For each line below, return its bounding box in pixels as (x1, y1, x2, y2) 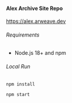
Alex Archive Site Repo (6, 5, 63, 12)
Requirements (6, 31, 40, 38)
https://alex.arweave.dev (6, 18, 66, 25)
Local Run (6, 63, 30, 70)
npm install (6, 81, 35, 87)
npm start (6, 91, 30, 97)
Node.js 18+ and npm (14, 49, 66, 57)
